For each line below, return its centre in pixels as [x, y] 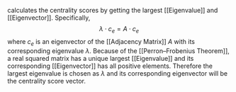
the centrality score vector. [47, 81]
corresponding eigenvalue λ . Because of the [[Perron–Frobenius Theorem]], [119, 51]
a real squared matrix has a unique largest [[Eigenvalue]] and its [101, 58]
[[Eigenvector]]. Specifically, [49, 18]
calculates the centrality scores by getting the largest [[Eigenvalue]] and [113, 10]
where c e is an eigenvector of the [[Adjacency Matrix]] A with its [101, 42]
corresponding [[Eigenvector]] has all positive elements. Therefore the [110, 66]
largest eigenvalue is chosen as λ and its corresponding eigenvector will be [118, 73]
